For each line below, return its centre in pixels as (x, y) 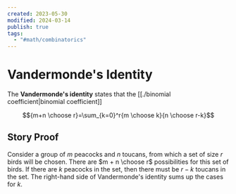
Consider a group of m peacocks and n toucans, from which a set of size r (115, 154)
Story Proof (33, 137)
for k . (15, 184)
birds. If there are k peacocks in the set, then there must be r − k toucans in (117, 169)
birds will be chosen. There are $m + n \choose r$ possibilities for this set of (118, 162)
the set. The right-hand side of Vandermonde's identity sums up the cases (116, 176)
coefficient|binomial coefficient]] (55, 102)
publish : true (28, 27)
